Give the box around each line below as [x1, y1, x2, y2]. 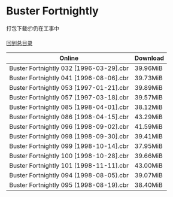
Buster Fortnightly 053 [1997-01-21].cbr [9, 83, 129, 92]
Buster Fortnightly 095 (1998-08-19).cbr [9, 181, 129, 189]
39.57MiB [134, 93, 163, 101]
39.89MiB [134, 83, 163, 92]
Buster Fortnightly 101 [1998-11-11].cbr [9, 161, 129, 169]
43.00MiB [134, 161, 163, 169]
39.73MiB [134, 74, 163, 82]
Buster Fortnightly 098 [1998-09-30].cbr [9, 132, 129, 140]
